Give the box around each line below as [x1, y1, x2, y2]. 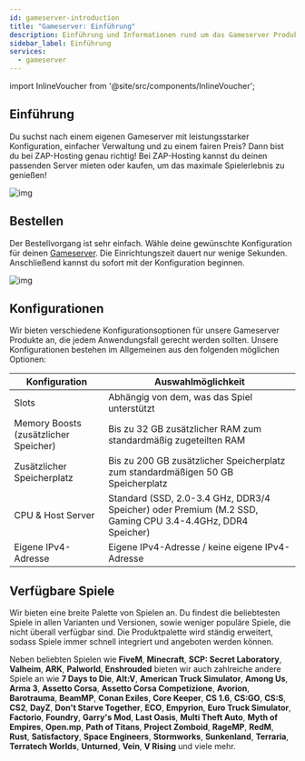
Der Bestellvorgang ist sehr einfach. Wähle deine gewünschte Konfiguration [9, 237, 292, 248]
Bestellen [9, 214, 64, 229]
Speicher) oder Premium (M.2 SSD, [108, 504, 259, 516]
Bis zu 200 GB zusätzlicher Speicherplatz [108, 455, 286, 467]
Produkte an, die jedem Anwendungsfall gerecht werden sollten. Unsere [9, 335, 279, 345]
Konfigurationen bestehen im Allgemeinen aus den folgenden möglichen [9, 345, 280, 355]
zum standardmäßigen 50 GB [108, 466, 234, 478]
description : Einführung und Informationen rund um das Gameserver [9, 30, 271, 39]
